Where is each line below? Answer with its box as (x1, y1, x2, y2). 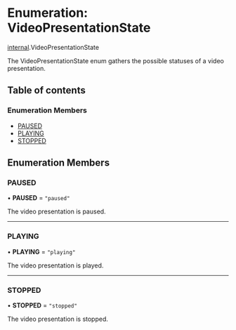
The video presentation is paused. (7, 207, 107, 216)
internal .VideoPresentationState (7, 43, 100, 51)
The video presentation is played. (7, 261, 104, 270)
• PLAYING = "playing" (7, 247, 76, 256)
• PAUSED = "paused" (7, 194, 70, 202)
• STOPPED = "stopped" (7, 301, 77, 310)
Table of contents (7, 84, 86, 96)
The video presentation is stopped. (7, 315, 109, 323)
